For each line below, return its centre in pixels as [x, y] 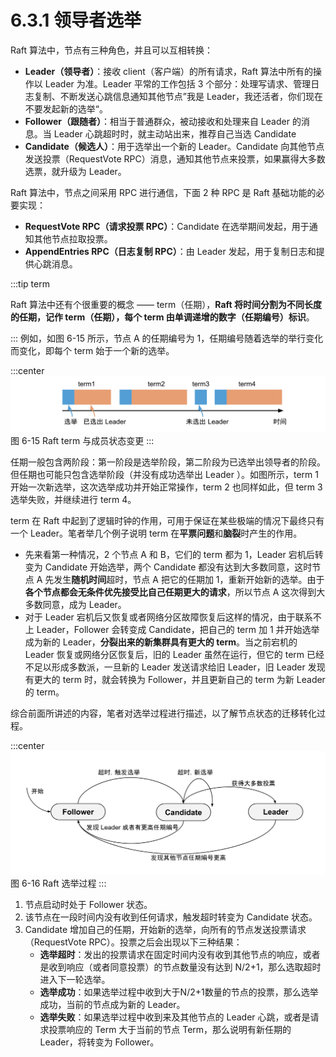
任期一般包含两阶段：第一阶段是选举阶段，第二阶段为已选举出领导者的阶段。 [168, 462]
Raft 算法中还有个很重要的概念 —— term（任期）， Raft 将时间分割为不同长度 [166, 304]
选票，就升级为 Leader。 [75, 171]
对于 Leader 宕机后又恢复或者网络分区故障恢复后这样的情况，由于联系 [168, 617]
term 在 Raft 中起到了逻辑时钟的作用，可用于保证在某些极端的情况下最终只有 [167, 520]
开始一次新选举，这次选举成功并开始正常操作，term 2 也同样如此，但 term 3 [166, 487]
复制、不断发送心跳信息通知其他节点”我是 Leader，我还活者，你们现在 [178, 96]
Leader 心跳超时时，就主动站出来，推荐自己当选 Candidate [175, 133]
